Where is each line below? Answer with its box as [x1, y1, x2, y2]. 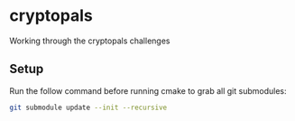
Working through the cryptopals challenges [9, 35, 171, 46]
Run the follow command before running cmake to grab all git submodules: [9, 85, 287, 96]
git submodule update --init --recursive [9, 103, 168, 112]
